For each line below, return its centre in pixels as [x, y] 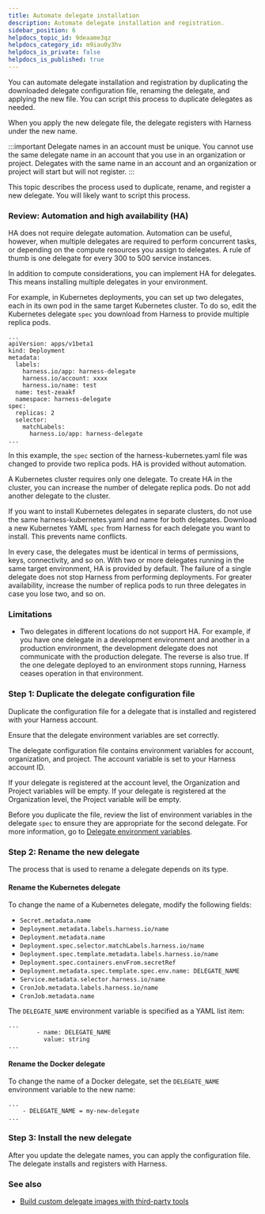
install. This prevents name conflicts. [68, 537]
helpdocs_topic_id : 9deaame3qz [60, 38]
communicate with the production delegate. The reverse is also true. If [134, 656]
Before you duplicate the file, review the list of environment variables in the [131, 815]
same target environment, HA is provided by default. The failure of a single [130, 569]
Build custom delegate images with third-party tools [104, 1201]
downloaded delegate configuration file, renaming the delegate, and [119, 90]
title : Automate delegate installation [74, 15]
